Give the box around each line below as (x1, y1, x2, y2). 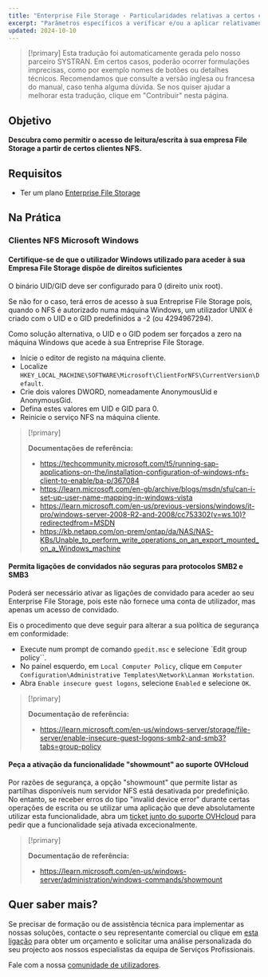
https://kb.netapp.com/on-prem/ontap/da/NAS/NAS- (39, 526, 214, 536)
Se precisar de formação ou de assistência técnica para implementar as (8, 919, 245, 928)
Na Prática (8, 211, 61, 224)
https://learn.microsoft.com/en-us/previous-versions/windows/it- (39, 500, 255, 511)
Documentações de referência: (27, 443, 133, 453)
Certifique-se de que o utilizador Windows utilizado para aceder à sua (8, 255, 246, 264)
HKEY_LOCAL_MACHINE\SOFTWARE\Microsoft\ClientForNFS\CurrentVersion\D (19, 371, 260, 379)
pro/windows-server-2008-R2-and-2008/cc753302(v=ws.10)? (39, 509, 246, 519)
